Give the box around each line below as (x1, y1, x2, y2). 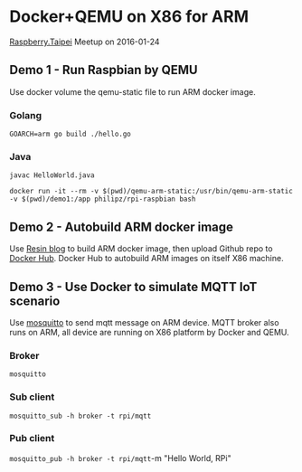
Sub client (9, 391, 55, 403)
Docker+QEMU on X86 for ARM (9, 6, 249, 27)
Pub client (9, 432, 55, 445)
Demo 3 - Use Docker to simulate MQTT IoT (9, 278, 258, 295)
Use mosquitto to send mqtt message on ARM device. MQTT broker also (9, 316, 279, 327)
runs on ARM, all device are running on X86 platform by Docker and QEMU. (9, 326, 289, 337)
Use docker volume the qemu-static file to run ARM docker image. (9, 86, 256, 97)
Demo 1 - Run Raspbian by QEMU (9, 62, 198, 78)
